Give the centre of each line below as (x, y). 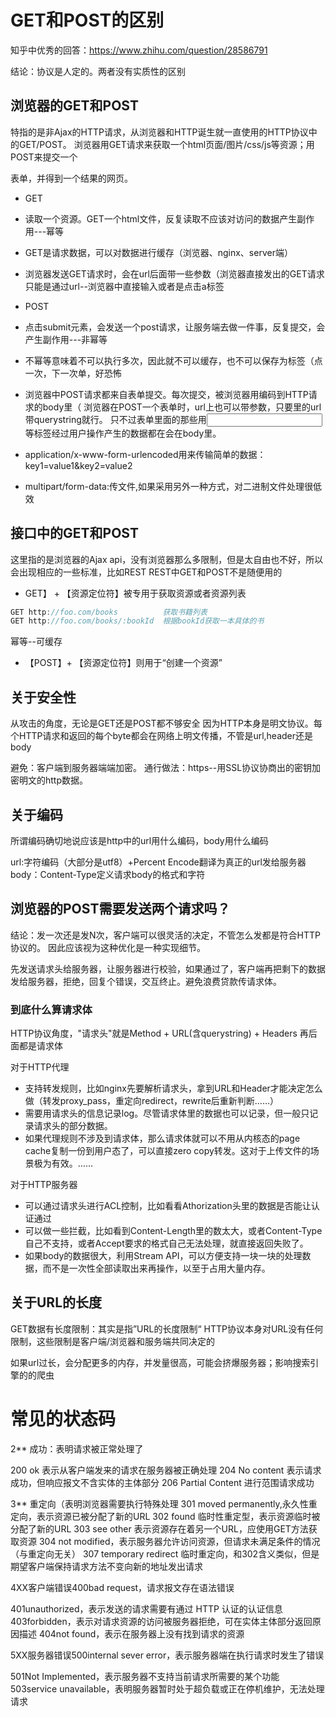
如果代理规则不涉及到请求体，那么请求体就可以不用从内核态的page (162, 1138)
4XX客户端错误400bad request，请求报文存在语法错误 (122, 1587)
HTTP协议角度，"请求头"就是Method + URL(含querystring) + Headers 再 (159, 1033)
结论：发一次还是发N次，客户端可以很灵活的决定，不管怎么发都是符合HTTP (165, 935)
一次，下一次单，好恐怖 (73, 373)
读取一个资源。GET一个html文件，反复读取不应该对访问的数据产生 (161, 218)
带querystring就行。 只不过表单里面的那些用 (115, 419)
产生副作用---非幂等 (66, 339)
